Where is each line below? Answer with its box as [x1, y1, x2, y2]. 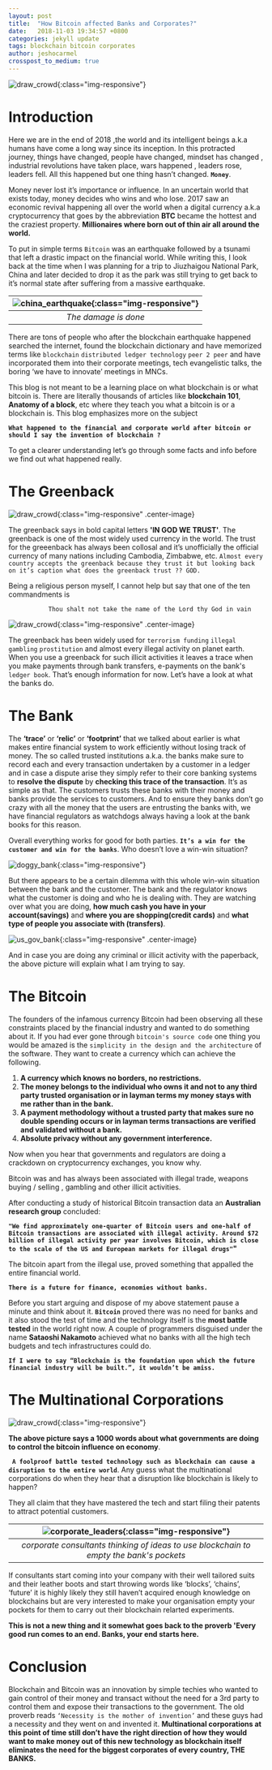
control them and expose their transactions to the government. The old [8, 1702, 244, 1712]
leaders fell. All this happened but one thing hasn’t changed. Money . [8, 169, 232, 179]
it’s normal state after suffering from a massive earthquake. [8, 278, 206, 288]
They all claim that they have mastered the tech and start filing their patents [8, 1497, 261, 1507]
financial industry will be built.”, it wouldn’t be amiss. [8, 1363, 216, 1372]
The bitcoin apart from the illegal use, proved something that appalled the [8, 1259, 253, 1269]
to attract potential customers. [8, 1506, 109, 1516]
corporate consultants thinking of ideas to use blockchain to [21, 1539, 251, 1551]
